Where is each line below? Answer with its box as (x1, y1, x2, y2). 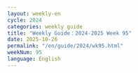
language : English (7, 56, 61, 63)
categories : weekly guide (7, 23, 83, 30)
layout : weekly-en (7, 10, 61, 17)
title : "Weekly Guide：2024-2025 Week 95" (7, 29, 132, 37)
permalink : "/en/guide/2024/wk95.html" (7, 42, 124, 49)
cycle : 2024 (7, 17, 42, 24)
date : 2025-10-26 (7, 36, 58, 43)
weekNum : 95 (7, 49, 42, 56)
